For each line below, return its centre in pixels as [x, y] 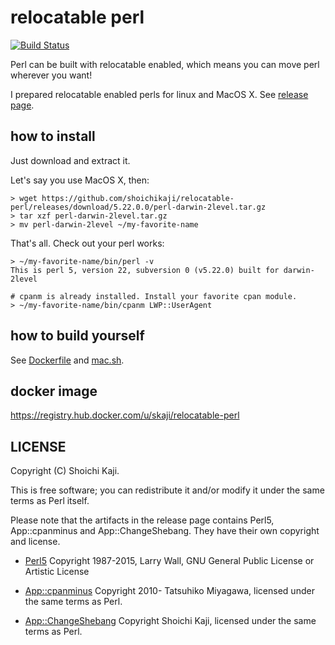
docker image [54, 391]
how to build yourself [77, 336]
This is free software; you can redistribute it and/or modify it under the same [167, 490]
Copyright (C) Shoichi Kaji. [65, 471]
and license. [35, 542]
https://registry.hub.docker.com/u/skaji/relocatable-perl [125, 415]
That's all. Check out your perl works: [87, 243]
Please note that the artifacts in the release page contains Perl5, [142, 520]
